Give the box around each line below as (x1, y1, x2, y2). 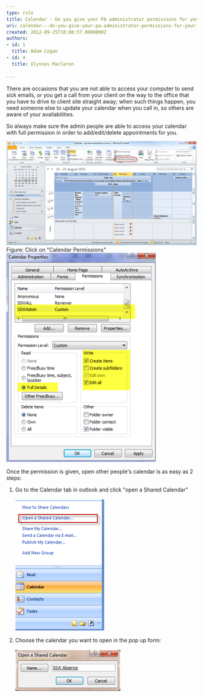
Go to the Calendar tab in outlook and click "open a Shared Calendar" (14, 486, 188, 493)
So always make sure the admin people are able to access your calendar (6, 122, 187, 130)
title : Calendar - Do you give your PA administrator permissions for (6, 16, 188, 22)
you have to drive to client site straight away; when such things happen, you (6, 98, 196, 105)
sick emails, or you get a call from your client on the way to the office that (6, 91, 189, 98)
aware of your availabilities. (6, 110, 74, 118)
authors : (6, 35, 28, 42)
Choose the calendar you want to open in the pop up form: (14, 636, 161, 644)
